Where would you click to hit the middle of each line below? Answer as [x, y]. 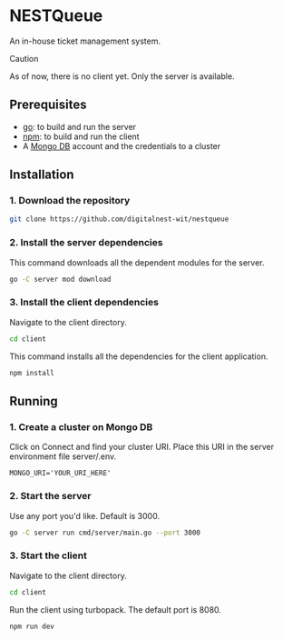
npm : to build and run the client [81, 136]
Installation [42, 175]
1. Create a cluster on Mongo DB [81, 426]
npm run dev [32, 626]
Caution [24, 58]
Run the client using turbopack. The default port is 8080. [116, 609]
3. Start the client [49, 555]
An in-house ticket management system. [85, 41]
